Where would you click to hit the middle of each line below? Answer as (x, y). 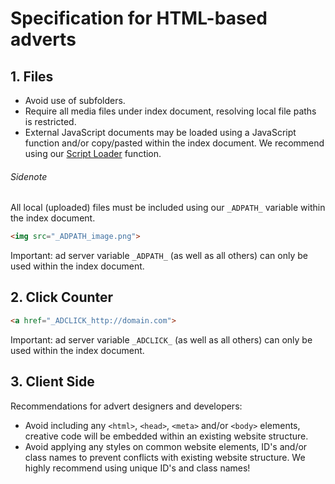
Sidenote (29, 176)
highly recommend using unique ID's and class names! (137, 468)
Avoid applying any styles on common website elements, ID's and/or (166, 446)
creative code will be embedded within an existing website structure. (166, 436)
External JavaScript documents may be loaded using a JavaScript (160, 132)
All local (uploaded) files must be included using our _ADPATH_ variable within (168, 208)
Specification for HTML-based (139, 18)
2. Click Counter (62, 297)
